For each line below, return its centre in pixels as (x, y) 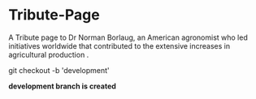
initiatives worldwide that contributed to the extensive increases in (119, 45)
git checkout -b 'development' (59, 70)
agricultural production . (49, 54)
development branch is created (62, 86)
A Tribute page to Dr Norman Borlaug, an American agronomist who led (128, 37)
